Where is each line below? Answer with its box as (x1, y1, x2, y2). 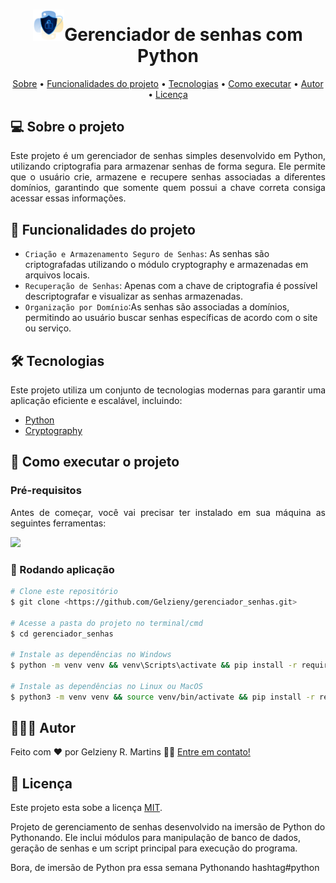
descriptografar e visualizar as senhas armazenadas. (24, 290, 243, 303)
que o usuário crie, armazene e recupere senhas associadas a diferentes (10, 171, 326, 183)
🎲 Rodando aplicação (10, 562, 115, 576)
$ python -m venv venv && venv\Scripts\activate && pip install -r (10, 660, 298, 671)
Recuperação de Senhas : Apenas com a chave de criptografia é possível (24, 280, 318, 292)
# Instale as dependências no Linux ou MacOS (10, 681, 203, 691)
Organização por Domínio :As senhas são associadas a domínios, (24, 301, 290, 313)
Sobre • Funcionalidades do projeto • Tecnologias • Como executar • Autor (12, 77, 324, 89)
